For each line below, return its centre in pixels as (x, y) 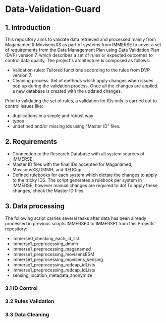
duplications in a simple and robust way (53, 116)
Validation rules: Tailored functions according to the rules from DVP (81, 70)
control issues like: (24, 106)
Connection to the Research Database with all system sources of (78, 154)
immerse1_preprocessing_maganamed (52, 249)
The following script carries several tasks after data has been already (76, 218)
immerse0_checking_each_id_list (46, 238)
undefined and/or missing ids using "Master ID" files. (66, 126)
